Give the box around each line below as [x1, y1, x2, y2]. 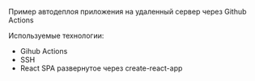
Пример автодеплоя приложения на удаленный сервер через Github [8, 7, 247, 16]
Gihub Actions [19, 47, 68, 55]
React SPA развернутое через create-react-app [19, 63, 183, 73]
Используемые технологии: [8, 31, 104, 40]
